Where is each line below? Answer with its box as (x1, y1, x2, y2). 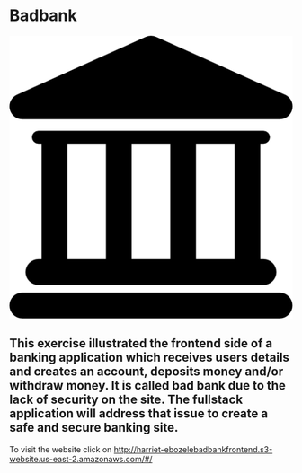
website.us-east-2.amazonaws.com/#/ (9, 453, 153, 464)
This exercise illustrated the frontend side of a (9, 336, 272, 351)
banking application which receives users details (9, 350, 290, 365)
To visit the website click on (9, 443, 112, 454)
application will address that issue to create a (9, 406, 268, 422)
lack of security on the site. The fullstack (9, 392, 244, 407)
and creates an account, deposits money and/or (9, 364, 284, 380)
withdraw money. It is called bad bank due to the (9, 378, 286, 393)
